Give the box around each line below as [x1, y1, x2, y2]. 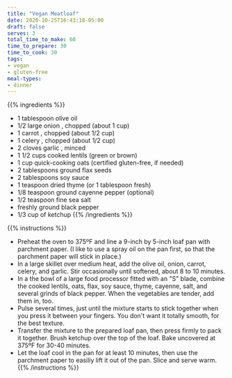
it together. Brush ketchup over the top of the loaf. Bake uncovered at [17, 334, 216, 342]
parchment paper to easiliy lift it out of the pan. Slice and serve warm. [17, 356, 217, 365]
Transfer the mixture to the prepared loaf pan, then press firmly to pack [17, 326, 222, 335]
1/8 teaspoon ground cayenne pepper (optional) [17, 188, 155, 197]
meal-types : [7, 75, 42, 82]
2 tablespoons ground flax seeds [17, 166, 113, 174]
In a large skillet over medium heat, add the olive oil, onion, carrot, [17, 259, 206, 269]
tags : [7, 56, 23, 63]
